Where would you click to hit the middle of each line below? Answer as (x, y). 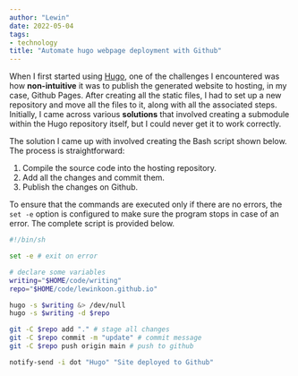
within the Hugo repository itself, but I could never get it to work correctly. (145, 124)
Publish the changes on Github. (80, 187)
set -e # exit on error (54, 256)
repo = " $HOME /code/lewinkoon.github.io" (84, 289)
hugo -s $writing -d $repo (60, 313)
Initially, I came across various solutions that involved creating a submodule (149, 115)
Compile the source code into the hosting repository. (119, 168)
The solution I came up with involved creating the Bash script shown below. (149, 141)
